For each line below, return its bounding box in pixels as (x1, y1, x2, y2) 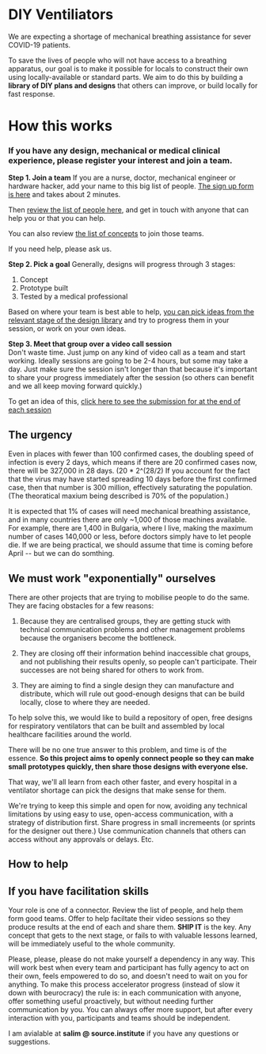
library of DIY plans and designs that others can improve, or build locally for (8, 81, 258, 90)
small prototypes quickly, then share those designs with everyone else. (8, 762, 249, 771)
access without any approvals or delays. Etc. (8, 835, 154, 844)
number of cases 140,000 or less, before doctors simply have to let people (8, 532, 252, 542)
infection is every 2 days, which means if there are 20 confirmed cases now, (8, 458, 257, 467)
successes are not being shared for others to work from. (19, 665, 204, 675)
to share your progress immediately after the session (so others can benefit (8, 373, 255, 382)
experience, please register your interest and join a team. (8, 155, 233, 166)
